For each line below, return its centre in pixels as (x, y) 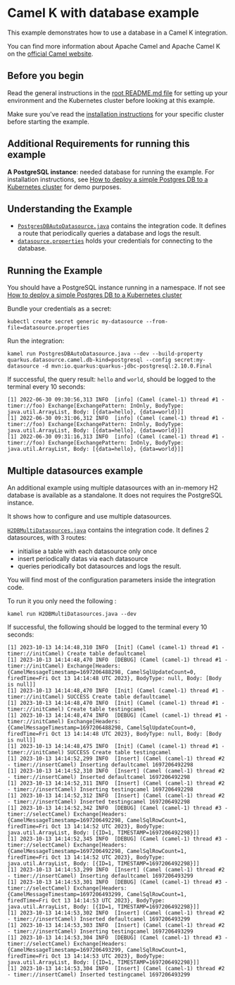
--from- (157, 322)
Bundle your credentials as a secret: (59, 309)
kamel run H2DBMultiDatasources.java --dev (72, 614)
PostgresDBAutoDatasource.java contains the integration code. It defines (122, 226)
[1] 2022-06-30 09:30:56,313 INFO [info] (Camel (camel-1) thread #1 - (116, 400)
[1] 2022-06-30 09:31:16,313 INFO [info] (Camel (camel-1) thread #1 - (116, 437)
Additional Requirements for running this (99, 144)
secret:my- (190, 360)
